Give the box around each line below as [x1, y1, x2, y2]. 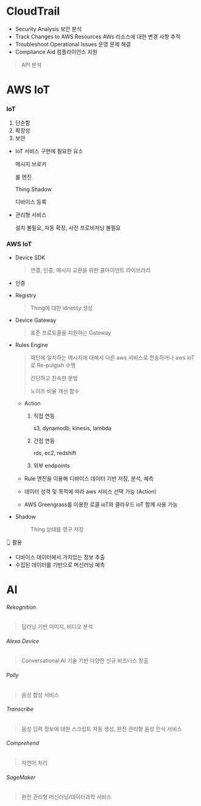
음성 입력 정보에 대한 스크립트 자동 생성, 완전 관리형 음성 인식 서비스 [21, 725, 182, 732]
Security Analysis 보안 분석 [15, 25, 82, 32]
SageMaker [6, 774, 36, 781]
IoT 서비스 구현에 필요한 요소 [15, 148, 83, 155]
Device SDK [15, 253, 46, 261]
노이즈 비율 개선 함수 [30, 387, 80, 394]
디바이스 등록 [15, 198, 47, 206]
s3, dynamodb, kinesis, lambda [33, 424, 111, 432]
